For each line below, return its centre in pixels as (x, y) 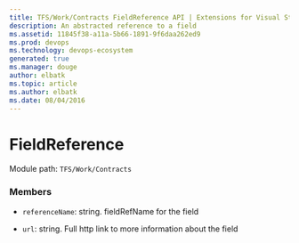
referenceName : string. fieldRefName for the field (110, 211)
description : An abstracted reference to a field (103, 26)
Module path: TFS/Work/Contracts (70, 169)
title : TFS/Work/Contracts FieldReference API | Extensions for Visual (145, 17)
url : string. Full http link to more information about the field (130, 229)
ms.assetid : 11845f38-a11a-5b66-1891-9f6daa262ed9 (105, 34)
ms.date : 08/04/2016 (48, 100)
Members (30, 192)
